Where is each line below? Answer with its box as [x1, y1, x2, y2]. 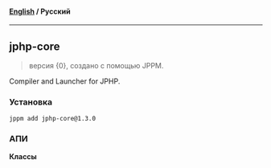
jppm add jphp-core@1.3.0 [9, 115, 96, 123]
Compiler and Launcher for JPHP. [9, 76, 121, 86]
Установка [9, 96, 53, 108]
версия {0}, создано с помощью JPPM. [28, 61, 164, 71]
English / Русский [9, 6, 71, 16]
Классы [9, 151, 37, 161]
